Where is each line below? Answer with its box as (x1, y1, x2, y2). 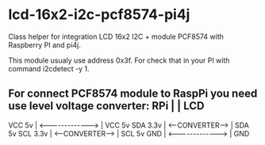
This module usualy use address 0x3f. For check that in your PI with (8, 55, 230, 65)
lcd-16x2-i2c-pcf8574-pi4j (8, 6, 190, 24)
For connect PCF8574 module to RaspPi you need (8, 87, 258, 101)
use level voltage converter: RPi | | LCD (8, 99, 205, 113)
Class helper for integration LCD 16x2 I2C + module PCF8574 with (8, 32, 225, 41)
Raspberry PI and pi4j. (8, 40, 81, 49)
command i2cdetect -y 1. (8, 63, 90, 73)
